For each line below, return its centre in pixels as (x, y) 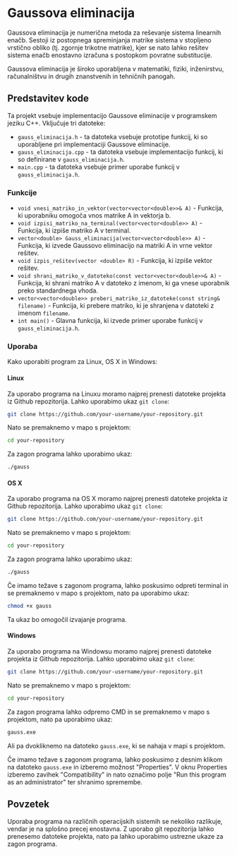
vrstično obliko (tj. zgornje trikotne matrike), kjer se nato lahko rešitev (108, 47)
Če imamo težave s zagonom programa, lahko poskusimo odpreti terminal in (118, 585)
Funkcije (22, 192)
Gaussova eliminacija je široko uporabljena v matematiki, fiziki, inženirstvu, (116, 69)
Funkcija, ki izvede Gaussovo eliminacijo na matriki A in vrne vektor (115, 246)
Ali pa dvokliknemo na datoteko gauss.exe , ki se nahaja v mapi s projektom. (116, 745)
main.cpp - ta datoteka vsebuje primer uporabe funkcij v (98, 167)
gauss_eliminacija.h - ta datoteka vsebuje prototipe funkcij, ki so (113, 136)
